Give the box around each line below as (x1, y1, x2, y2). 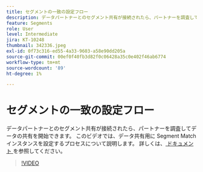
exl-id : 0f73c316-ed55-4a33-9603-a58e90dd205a (6, 48, 126, 54)
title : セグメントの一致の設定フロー (6, 8, 89, 15)
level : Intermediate (6, 31, 59, 37)
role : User (6, 25, 34, 32)
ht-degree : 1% (6, 71, 42, 77)
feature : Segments (6, 20, 53, 26)
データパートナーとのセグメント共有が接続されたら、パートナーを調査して (6, 125, 192, 132)
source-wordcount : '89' (6, 65, 66, 71)
